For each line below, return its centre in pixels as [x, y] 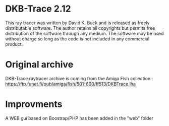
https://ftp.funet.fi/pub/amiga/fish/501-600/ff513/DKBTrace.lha [71, 84]
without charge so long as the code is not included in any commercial [77, 39]
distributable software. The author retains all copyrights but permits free [80, 28]
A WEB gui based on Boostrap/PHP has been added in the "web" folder [79, 118]
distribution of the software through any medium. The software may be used [84, 33]
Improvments [34, 104]
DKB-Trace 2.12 [38, 9]
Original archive [39, 65]
